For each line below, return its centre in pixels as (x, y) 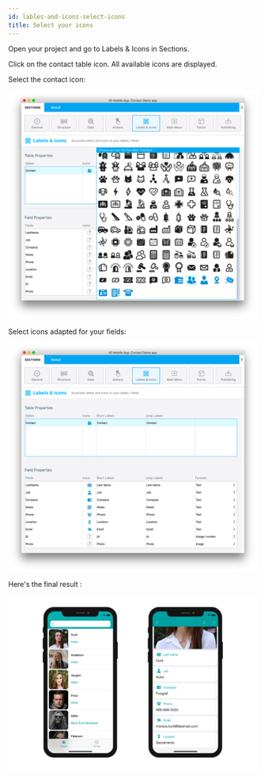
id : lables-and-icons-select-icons (67, 17)
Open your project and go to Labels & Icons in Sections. (99, 48)
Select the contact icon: (47, 79)
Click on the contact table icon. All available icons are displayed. (113, 64)
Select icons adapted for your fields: (67, 331)
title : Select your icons (51, 25)
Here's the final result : (45, 584)
